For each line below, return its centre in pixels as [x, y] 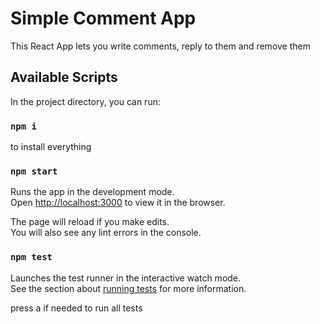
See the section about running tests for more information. [128, 288]
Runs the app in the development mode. [92, 192]
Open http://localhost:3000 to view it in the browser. [118, 203]
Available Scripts [64, 77]
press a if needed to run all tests [76, 308]
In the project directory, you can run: [85, 101]
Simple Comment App [103, 18]
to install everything [51, 147]
